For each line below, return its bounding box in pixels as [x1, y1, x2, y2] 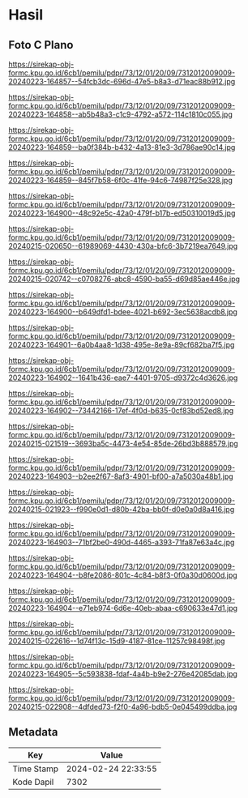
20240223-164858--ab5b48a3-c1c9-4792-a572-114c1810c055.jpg [8, 109, 233, 119]
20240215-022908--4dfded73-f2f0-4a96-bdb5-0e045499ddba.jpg [8, 702, 237, 711]
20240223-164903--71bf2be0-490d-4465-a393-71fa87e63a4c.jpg [8, 537, 235, 547]
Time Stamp [12, 763, 59, 775]
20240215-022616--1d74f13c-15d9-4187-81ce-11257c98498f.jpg [8, 636, 225, 646]
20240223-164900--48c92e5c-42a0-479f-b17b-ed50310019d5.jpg [8, 208, 236, 218]
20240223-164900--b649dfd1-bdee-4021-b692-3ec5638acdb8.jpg [8, 307, 237, 317]
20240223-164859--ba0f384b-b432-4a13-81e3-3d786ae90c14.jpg [8, 143, 236, 151]
